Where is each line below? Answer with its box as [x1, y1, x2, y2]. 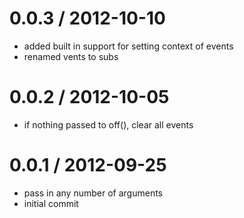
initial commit [23, 197, 79, 209]
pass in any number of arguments [23, 187, 163, 199]
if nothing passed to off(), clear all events [23, 118, 194, 131]
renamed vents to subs [23, 50, 119, 62]
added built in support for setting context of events [23, 40, 234, 52]
